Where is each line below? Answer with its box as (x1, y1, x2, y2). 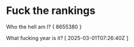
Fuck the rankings (6, 4, 96, 17)
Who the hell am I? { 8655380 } (6, 23, 82, 30)
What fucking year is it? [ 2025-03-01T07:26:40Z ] (6, 34, 129, 41)
